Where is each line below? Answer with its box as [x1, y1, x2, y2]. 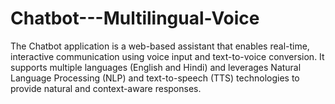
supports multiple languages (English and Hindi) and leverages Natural [10, 61, 302, 73]
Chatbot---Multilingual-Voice [10, 7, 260, 30]
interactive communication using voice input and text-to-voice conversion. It [10, 50, 325, 62]
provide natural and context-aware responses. [10, 82, 202, 94]
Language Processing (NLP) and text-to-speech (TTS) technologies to [10, 72, 300, 84]
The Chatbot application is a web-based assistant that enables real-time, [10, 40, 310, 52]
